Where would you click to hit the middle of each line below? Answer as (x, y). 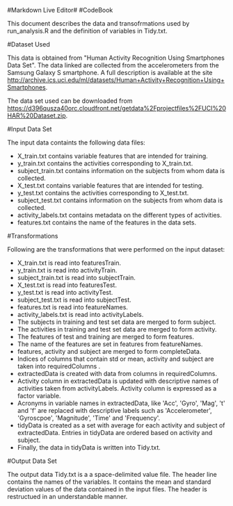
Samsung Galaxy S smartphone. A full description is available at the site (110, 73)
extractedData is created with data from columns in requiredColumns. (117, 374)
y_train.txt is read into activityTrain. (67, 270)
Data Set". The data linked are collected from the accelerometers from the (113, 65)
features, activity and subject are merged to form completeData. (109, 351)
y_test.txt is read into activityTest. (65, 292)
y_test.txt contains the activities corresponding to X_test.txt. (103, 193)
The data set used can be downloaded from (70, 101)
